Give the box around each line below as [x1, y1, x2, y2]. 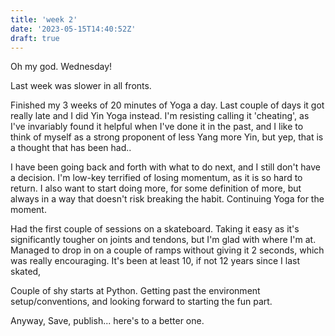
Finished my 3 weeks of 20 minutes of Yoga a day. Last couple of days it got [10, 99, 325, 111]
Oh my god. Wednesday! [10, 61, 113, 73]
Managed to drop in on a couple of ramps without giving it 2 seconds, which [10, 244, 325, 256]
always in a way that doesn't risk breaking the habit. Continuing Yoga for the [10, 193, 325, 205]
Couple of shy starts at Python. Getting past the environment [10, 285, 261, 297]
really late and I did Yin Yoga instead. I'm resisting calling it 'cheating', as [10, 110, 310, 122]
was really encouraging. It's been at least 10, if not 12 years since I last [10, 255, 300, 267]
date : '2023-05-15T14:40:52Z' [10, 24, 137, 34]
